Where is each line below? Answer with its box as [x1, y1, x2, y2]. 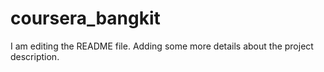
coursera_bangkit [10, 7, 161, 30]
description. [10, 50, 60, 62]
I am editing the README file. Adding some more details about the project [10, 40, 314, 52]
